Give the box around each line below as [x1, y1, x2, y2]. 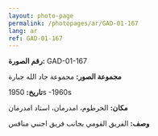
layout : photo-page [8, 11, 74, 20]
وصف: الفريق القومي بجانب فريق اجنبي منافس [8, 118, 150, 129]
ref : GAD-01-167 [8, 34, 63, 43]
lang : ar [8, 27, 38, 35]
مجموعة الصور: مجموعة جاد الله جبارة [8, 72, 123, 81]
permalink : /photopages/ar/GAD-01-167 [8, 19, 139, 27]
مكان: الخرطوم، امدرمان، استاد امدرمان [8, 103, 128, 113]
